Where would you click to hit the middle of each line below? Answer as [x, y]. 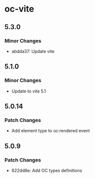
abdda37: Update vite [33, 51]
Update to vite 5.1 [29, 91]
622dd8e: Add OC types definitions [47, 170]
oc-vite [19, 9]
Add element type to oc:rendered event [51, 131]
